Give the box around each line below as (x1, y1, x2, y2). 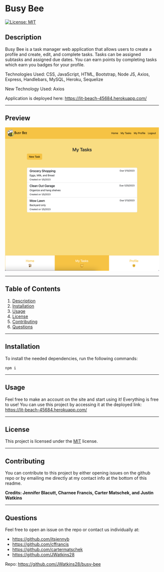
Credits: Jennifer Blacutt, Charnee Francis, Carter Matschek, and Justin (5, 490, 154, 496)
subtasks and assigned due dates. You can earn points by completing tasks (5, 57, 157, 62)
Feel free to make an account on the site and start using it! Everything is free (5, 396, 159, 402)
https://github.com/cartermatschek (12, 546, 83, 552)
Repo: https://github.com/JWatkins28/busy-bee (5, 561, 101, 567)
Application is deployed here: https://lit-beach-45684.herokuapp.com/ (5, 95, 147, 101)
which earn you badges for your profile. (5, 61, 85, 67)
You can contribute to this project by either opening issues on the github (5, 470, 150, 476)
